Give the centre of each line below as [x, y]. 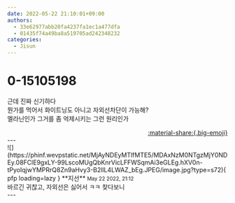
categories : [24, 40]
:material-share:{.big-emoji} [188, 132]
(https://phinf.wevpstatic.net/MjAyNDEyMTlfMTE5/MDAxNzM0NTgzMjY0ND [117, 155]
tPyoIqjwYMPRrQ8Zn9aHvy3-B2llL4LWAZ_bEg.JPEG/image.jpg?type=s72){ [117, 169]
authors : [20, 20]
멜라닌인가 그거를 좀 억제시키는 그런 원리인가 [68, 118]
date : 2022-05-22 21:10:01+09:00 [56, 14]
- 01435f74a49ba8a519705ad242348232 [67, 33]
